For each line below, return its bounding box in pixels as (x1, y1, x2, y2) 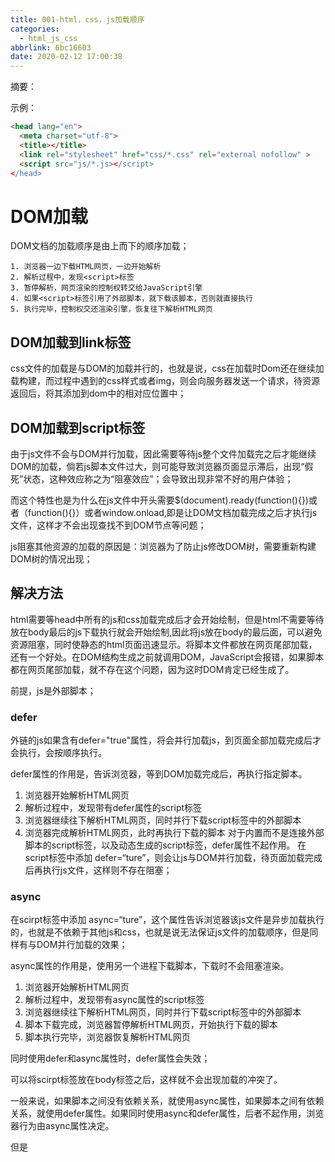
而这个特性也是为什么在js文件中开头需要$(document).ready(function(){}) (10, 494, 309, 506)
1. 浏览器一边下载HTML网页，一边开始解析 (10, 262, 162, 272)
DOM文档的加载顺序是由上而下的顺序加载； (10, 240, 190, 252)
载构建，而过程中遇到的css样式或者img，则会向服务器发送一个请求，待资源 (10, 375, 321, 387)
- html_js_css (19, 33, 78, 43)
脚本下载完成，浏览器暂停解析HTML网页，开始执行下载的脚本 (24, 1019, 278, 1031)
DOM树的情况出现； (10, 552, 93, 565)
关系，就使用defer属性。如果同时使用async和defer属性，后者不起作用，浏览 (10, 1107, 325, 1120)
